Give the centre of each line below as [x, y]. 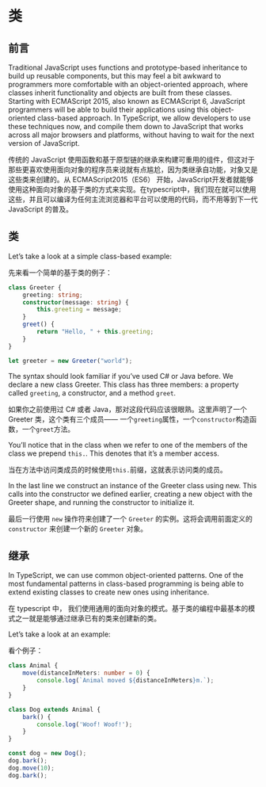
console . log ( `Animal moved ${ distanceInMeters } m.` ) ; [125, 681]
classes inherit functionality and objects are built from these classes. [120, 93]
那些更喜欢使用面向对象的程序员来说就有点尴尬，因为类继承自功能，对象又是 [133, 170]
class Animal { [33, 666]
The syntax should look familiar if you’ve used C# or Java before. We [121, 376]
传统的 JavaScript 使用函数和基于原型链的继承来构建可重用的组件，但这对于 [132, 160]
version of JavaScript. [44, 143]
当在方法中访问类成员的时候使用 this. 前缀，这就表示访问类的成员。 [118, 469]
